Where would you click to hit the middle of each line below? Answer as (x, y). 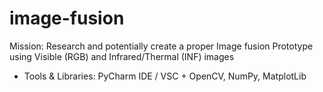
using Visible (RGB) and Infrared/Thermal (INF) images (122, 56)
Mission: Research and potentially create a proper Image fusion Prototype (161, 46)
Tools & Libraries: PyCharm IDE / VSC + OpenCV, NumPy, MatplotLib (165, 76)
